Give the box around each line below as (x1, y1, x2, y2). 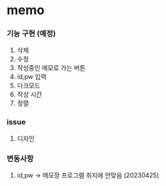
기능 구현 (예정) (6, 29, 56, 39)
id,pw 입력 (16, 73, 47, 81)
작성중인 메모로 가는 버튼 (16, 64, 86, 72)
